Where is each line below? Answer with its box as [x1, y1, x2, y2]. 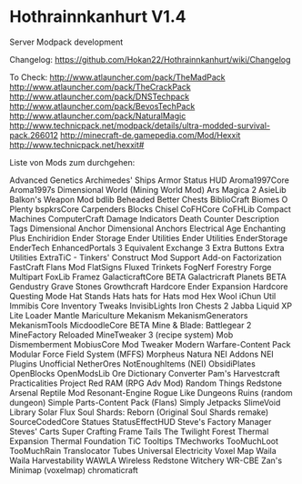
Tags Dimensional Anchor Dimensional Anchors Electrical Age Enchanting [9, 223, 287, 234]
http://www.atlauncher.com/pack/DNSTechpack [9, 91, 189, 102]
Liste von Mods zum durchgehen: [9, 156, 136, 167]
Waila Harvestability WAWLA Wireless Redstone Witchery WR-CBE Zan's [9, 455, 283, 466]
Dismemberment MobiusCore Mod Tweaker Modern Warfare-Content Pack [9, 338, 291, 349]
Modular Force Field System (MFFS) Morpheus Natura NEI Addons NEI [9, 348, 275, 359]
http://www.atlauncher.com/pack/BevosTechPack [9, 100, 196, 111]
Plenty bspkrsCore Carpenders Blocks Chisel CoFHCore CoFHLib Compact [9, 203, 291, 215]
